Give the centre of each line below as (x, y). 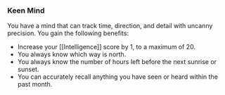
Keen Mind (26, 11)
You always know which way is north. (72, 54)
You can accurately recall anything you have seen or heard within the (117, 77)
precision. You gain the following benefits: (68, 33)
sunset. (28, 70)
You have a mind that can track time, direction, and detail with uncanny (110, 26)
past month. (35, 84)
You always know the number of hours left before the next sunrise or (117, 62)
